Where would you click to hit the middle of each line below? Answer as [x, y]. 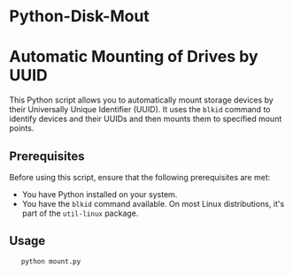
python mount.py [51, 261]
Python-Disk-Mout [80, 16]
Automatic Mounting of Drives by [134, 57]
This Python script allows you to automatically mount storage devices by [142, 100]
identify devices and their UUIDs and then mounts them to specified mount [146, 119]
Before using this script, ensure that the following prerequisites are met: [140, 177]
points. [22, 128]
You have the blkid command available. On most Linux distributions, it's [153, 203]
